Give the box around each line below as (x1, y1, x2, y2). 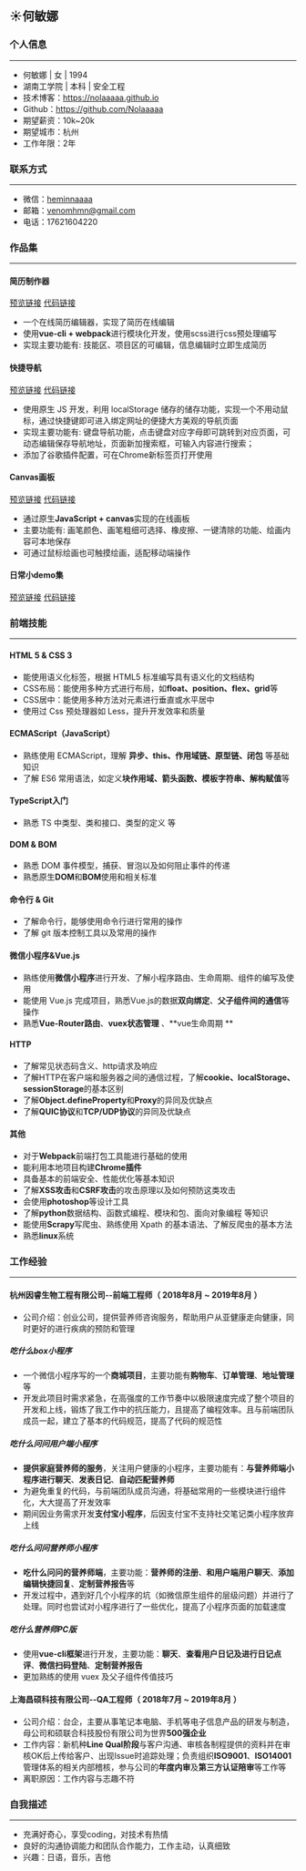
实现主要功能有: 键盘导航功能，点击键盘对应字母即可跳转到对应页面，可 (22, 427, 291, 437)
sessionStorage (22, 1083, 85, 1094)
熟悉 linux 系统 (22, 1230, 75, 1241)
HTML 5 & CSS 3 (9, 650, 73, 661)
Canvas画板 (9, 472, 56, 483)
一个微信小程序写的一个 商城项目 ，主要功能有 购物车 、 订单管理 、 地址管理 (22, 1370, 294, 1381)
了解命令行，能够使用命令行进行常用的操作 (22, 916, 183, 927)
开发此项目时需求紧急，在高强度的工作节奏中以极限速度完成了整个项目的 (22, 1393, 294, 1403)
